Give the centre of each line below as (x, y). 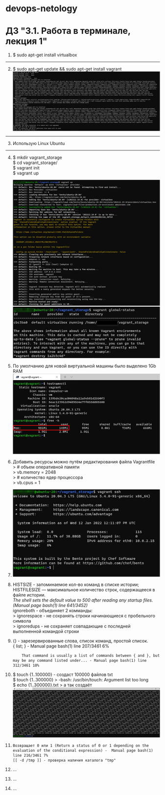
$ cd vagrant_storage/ (35, 163)
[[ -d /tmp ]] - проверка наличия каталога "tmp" (64, 760)
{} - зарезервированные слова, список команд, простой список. (80, 641)
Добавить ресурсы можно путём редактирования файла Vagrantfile (84, 462)
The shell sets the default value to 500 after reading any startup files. (83, 600)
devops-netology (42, 9)
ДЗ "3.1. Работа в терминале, (68, 31)
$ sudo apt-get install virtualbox (45, 55)
